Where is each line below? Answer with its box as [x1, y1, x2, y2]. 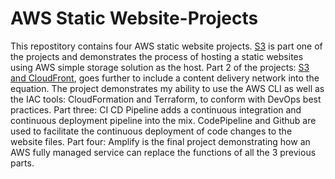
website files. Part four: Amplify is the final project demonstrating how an [10, 135, 311, 147]
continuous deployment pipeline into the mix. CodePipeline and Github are [10, 114, 317, 126]
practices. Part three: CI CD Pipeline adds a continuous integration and [10, 103, 302, 116]
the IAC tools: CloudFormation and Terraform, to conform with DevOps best [10, 93, 322, 105]
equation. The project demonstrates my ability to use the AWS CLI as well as [10, 82, 325, 94]
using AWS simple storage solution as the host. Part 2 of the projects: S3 [10, 61, 310, 73]
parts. [10, 157, 35, 169]
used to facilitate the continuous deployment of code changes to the [10, 125, 293, 137]
